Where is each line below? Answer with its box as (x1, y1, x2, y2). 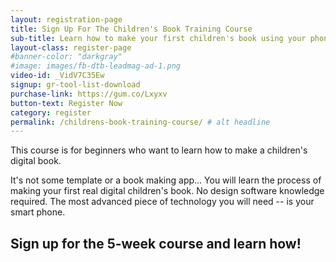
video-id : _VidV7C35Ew (10, 71, 105, 81)
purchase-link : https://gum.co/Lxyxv (10, 89, 168, 99)
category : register (10, 107, 92, 118)
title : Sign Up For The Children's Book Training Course (10, 24, 253, 34)
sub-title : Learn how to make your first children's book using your (10, 33, 307, 43)
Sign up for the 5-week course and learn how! (10, 235, 302, 252)
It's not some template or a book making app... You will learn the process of (10, 174, 322, 186)
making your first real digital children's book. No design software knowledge (10, 185, 325, 197)
